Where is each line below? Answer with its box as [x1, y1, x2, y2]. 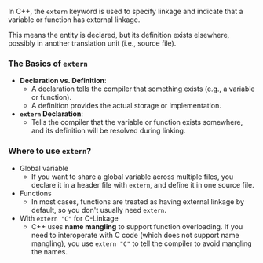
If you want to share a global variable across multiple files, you [31, 172, 234, 181]
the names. [31, 247, 68, 256]
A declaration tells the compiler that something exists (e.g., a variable [31, 84, 255, 93]
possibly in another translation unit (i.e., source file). [8, 38, 177, 48]
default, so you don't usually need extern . [31, 205, 167, 214]
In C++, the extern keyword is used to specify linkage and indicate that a [8, 7, 243, 16]
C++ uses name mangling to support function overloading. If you [31, 221, 243, 231]
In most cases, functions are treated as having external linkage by [31, 196, 245, 206]
